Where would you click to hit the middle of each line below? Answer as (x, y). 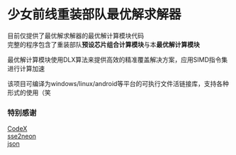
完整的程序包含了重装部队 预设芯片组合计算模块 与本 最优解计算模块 (103, 44)
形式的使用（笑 (29, 92)
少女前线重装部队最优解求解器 (95, 15)
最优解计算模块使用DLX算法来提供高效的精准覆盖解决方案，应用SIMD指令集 (118, 59)
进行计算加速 (26, 68)
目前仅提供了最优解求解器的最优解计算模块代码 (75, 36)
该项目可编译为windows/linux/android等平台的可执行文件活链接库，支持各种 (118, 83)
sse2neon (22, 137)
